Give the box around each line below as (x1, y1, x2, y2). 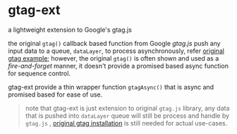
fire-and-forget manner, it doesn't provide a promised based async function (8, 61, 229, 70)
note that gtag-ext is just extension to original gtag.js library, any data (25, 104, 230, 112)
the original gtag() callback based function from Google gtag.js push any (8, 39, 221, 47)
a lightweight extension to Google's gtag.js (8, 25, 133, 34)
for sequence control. (8, 69, 71, 78)
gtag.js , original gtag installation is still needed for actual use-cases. (25, 118, 228, 127)
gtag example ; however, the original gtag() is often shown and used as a (8, 54, 219, 62)
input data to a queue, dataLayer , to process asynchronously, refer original (8, 47, 225, 55)
